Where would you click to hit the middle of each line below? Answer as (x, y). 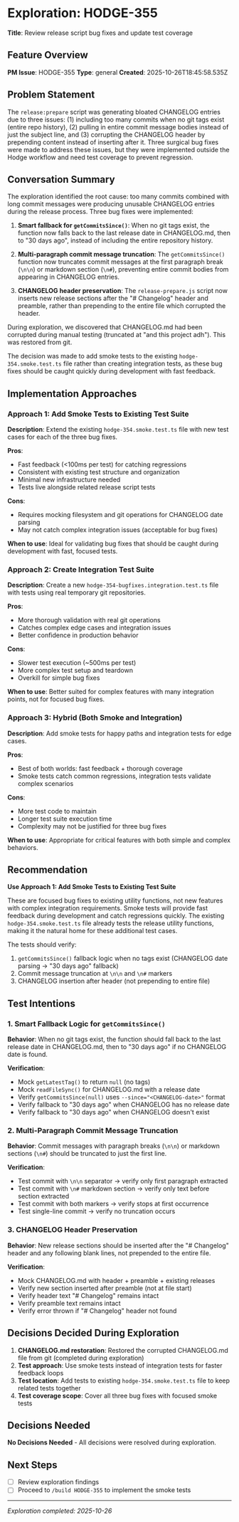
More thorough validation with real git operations (89, 620)
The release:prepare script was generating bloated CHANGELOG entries (114, 112)
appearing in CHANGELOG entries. (68, 277)
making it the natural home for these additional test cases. (92, 931)
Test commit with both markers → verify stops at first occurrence (113, 1204)
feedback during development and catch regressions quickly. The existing (116, 916)
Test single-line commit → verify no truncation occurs (96, 1211)
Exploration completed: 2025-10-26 (60, 1511)
